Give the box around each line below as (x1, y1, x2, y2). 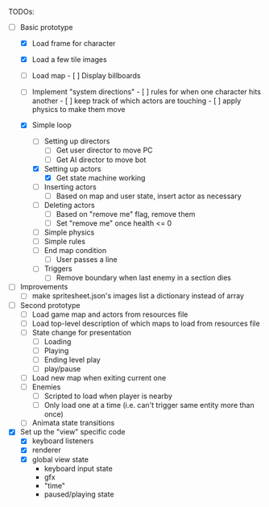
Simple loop (31, 120, 72, 130)
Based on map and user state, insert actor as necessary (56, 191, 242, 201)
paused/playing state (43, 489, 114, 499)
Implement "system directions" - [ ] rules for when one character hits (31, 87, 262, 97)
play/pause (43, 364, 81, 373)
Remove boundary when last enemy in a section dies (56, 273, 232, 283)
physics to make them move (31, 105, 126, 114)
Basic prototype (19, 23, 73, 31)
